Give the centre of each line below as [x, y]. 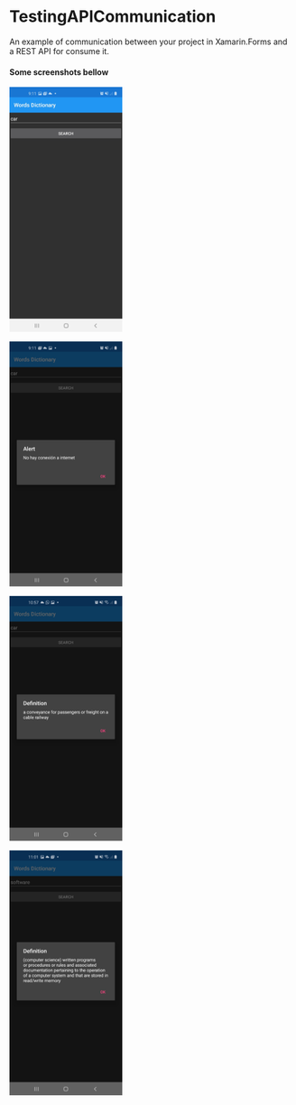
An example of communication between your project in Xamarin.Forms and [148, 42]
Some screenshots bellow [59, 72]
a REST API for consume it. [60, 51]
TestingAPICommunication [113, 17]
